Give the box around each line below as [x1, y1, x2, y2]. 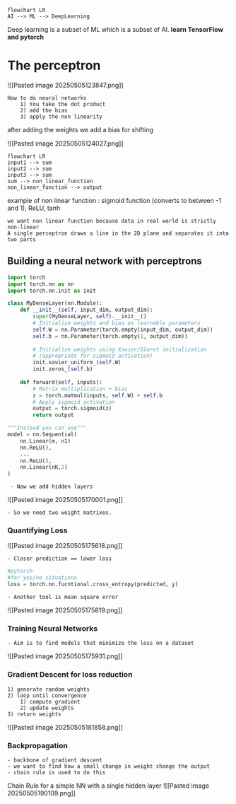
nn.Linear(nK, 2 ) [20, 464, 69, 471]
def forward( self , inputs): [20, 378, 102, 385]
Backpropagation [7, 740, 69, 750]
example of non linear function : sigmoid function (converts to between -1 [7, 196, 221, 204]
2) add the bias [20, 107, 69, 114]
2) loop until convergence [7, 692, 87, 699]
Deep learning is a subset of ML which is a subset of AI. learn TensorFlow [7, 25, 224, 33]
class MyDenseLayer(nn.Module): [7, 300, 102, 307]
